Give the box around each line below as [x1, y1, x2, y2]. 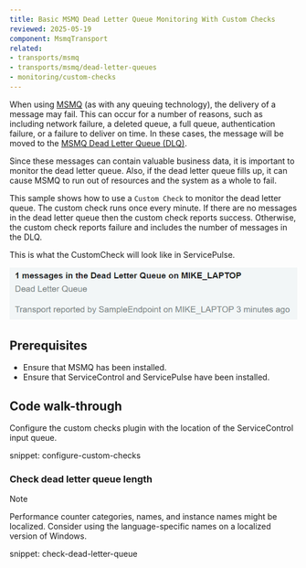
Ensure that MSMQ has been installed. [22, 362, 167, 373]
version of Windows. [9, 530, 87, 541]
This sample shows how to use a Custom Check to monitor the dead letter [9, 192, 281, 203]
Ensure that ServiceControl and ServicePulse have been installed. [22, 371, 270, 383]
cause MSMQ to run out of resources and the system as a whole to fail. [9, 175, 277, 186]
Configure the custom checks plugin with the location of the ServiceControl [9, 422, 294, 434]
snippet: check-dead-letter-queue [9, 549, 138, 560]
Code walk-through [9, 398, 122, 413]
